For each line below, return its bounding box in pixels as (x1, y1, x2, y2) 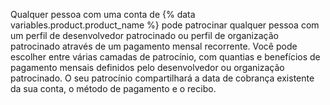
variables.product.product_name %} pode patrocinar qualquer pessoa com (10, 19, 320, 31)
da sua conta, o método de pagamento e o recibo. (10, 83, 217, 94)
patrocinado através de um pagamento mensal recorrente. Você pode (10, 40, 298, 52)
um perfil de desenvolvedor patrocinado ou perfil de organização (10, 30, 279, 41)
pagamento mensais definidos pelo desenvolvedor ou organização (10, 62, 285, 73)
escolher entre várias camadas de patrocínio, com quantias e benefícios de (10, 51, 321, 63)
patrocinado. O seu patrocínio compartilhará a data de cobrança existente (10, 72, 315, 84)
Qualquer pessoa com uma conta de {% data (10, 9, 196, 20)
